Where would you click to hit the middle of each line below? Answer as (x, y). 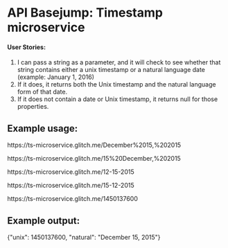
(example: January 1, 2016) (56, 77)
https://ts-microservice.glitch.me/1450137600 (73, 199)
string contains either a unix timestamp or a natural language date (111, 70)
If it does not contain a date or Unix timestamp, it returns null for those (117, 99)
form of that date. (42, 92)
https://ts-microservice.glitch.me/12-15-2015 (71, 172)
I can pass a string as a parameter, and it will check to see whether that (119, 62)
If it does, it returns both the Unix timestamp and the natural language (116, 85)
